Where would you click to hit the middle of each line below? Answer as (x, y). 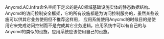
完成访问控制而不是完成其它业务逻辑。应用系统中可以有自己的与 (82, 25)
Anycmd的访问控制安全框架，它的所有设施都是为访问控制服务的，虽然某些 (80, 13)
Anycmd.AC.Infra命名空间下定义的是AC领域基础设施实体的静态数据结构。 (79, 7)
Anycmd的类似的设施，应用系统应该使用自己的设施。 (59, 31)
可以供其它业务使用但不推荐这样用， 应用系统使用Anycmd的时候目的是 (80, 19)
